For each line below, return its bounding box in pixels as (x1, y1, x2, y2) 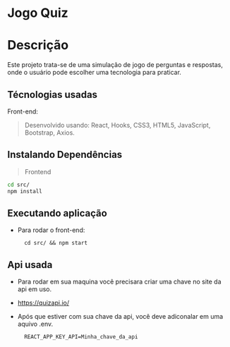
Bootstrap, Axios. (24, 128, 75, 137)
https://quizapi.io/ (17, 298, 69, 308)
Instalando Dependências (7, 149, 123, 161)
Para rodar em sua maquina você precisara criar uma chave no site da (17, 277, 222, 286)
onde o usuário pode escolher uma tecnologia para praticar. (7, 68, 182, 77)
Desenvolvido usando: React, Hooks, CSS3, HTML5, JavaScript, (24, 121, 211, 129)
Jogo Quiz (7, 5, 68, 21)
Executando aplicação (7, 207, 107, 219)
